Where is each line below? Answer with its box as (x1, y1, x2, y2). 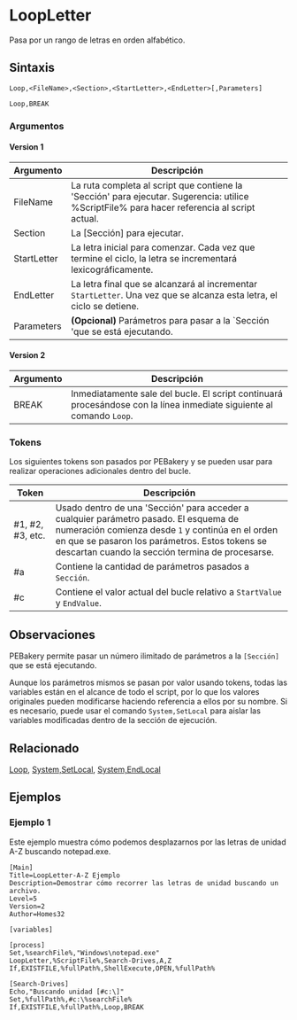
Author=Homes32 (9, 909, 65, 918)
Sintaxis (9, 60, 56, 75)
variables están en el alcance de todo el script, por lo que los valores (9, 687, 260, 697)
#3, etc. (13, 529, 46, 541)
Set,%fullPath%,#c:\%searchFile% (9, 994, 133, 1004)
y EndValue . (55, 597, 102, 610)
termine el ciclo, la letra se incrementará (70, 252, 237, 264)
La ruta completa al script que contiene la (70, 179, 243, 191)
